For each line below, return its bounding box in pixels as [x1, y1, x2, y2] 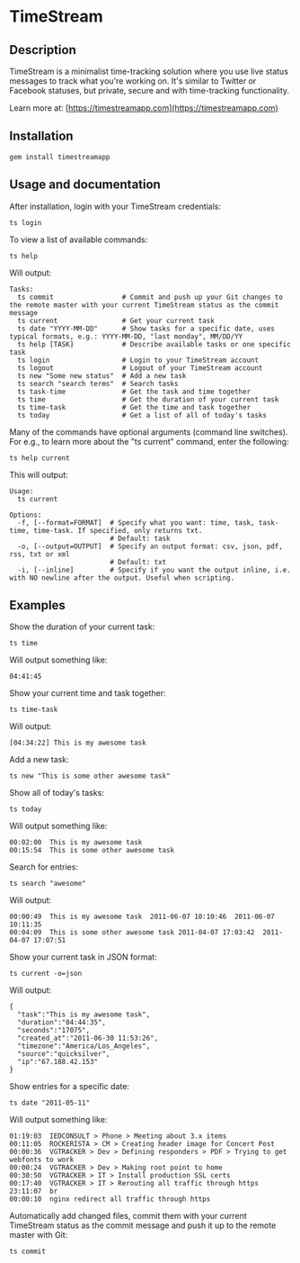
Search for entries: [9, 862, 79, 872]
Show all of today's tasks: [9, 788, 105, 798]
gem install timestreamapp [9, 152, 110, 161]
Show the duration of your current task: [9, 621, 155, 632]
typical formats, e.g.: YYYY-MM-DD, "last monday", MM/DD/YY [9, 331, 243, 341]
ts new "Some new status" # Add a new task [17, 371, 187, 380]
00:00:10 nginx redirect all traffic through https [9, 1195, 211, 1204]
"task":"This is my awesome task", [17, 1010, 151, 1019]
